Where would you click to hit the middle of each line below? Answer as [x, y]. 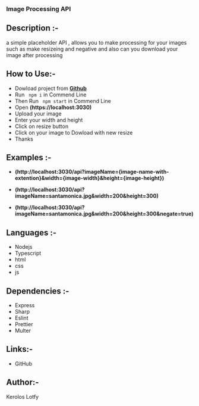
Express [25, 305]
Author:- [23, 382]
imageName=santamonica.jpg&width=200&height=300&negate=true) [104, 214]
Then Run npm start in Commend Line [63, 101]
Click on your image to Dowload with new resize [74, 132]
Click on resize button [42, 126]
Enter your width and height [49, 120]
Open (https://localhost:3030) [53, 107]
